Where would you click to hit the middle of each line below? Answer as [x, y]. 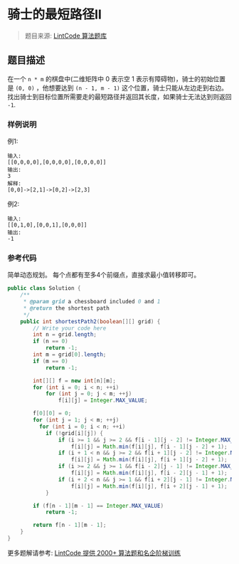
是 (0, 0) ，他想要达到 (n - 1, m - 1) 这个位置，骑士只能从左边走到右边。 [117, 88]
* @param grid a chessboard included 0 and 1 [92, 302]
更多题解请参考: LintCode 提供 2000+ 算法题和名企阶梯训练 [94, 553]
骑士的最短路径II [54, 15]
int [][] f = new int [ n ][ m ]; [74, 381]
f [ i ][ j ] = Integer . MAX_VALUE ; [103, 401]
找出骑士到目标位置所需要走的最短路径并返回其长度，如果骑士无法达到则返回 [119, 96]
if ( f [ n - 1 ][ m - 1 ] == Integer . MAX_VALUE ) [99, 506]
